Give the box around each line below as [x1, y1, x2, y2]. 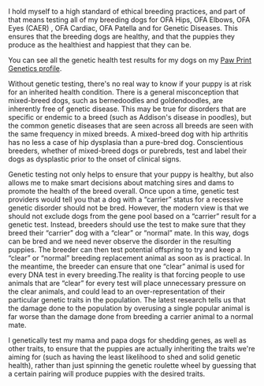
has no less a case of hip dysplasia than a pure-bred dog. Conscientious [8, 138, 244, 147]
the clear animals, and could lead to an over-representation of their [8, 287, 226, 296]
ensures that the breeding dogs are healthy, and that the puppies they [8, 32, 235, 41]
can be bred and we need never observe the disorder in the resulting [8, 236, 232, 246]
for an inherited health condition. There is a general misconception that [8, 87, 239, 97]
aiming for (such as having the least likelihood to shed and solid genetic [8, 352, 241, 362]
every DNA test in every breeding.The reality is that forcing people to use [8, 270, 246, 279]
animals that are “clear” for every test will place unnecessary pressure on [8, 279, 247, 288]
